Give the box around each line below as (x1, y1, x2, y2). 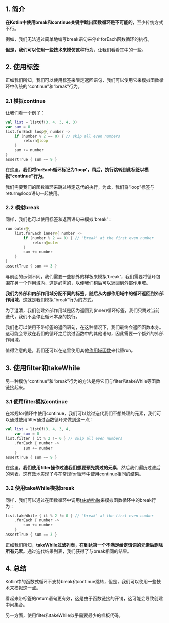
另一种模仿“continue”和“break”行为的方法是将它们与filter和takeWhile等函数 (5, 378, 161, 384)
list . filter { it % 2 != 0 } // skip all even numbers (5, 436, 123, 441)
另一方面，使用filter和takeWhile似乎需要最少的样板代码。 (5, 612, 123, 618)
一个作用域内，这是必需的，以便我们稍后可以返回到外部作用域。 (18, 280, 151, 286)
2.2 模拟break (5, 204, 40, 211)
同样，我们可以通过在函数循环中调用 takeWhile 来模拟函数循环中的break (5, 497, 152, 503)
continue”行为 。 (12, 173, 47, 179)
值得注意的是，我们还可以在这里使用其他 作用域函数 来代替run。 (5, 347, 136, 353)
